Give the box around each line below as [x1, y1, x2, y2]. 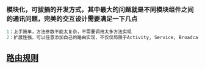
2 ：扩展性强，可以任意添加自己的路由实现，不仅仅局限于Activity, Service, [6, 35, 177, 41]
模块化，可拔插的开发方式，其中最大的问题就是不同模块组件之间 [6, 5, 194, 13]
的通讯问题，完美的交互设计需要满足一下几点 [6, 14, 138, 23]
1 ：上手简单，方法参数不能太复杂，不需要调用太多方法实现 [6, 29, 132, 35]
